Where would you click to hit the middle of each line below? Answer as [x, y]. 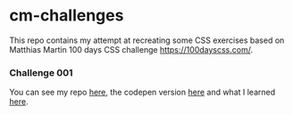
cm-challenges [67, 16]
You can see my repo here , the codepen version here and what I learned [142, 92]
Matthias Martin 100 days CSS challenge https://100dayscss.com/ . [131, 49]
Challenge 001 [41, 72]
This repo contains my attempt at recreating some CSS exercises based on [147, 40]
